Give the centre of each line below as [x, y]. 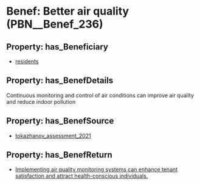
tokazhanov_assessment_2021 [53, 136]
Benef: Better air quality [68, 11]
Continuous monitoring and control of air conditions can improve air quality [100, 95]
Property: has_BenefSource [60, 121]
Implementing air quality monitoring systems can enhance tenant [96, 170]
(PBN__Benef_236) [55, 24]
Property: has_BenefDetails [60, 81]
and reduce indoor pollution [41, 101]
